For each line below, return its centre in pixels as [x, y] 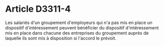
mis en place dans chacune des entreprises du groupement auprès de [77, 33]
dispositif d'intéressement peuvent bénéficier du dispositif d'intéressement [82, 27]
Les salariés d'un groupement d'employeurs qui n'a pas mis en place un [79, 23]
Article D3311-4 [38, 9]
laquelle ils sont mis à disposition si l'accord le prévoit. [61, 38]
